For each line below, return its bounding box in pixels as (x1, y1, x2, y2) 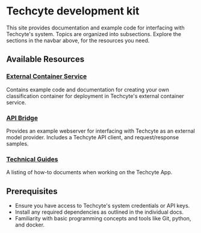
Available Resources (6, 54, 85, 64)
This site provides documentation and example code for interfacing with (6, 24, 185, 31)
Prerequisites (6, 186, 58, 196)
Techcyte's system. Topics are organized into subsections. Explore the (6, 30, 182, 37)
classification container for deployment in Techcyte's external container (6, 92, 185, 100)
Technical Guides (6, 155, 58, 163)
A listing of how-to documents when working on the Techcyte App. (6, 169, 173, 176)
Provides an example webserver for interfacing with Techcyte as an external (6, 127, 196, 135)
